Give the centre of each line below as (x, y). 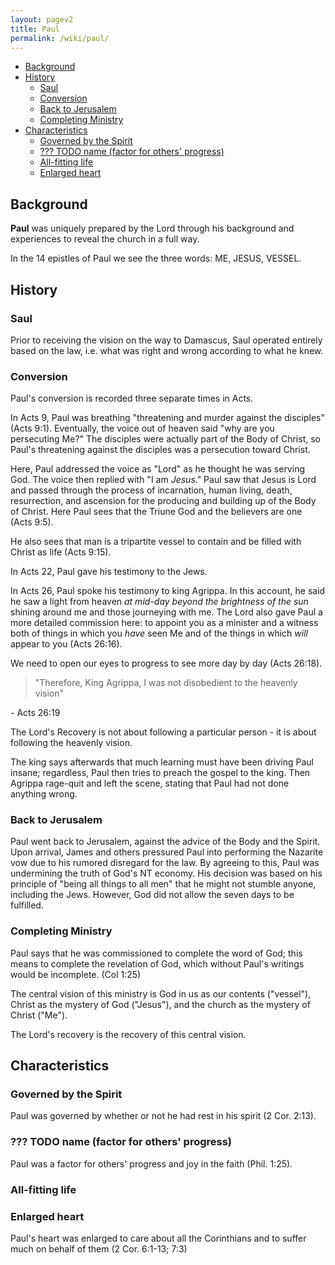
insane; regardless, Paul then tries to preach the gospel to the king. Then (160, 773)
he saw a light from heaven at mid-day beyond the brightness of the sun (159, 602)
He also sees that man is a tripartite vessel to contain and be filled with (156, 542)
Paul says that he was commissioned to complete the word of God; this (156, 953)
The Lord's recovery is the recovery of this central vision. (128, 1034)
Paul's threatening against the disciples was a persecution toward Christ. (160, 450)
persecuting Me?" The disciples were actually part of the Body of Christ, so (165, 439)
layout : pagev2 (42, 19)
